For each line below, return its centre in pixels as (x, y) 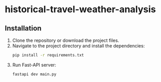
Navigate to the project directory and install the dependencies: (78, 46)
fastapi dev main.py (34, 74)
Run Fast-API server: (34, 65)
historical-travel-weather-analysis (80, 9)
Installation (23, 28)
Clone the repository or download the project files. (66, 40)
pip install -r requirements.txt (48, 55)
